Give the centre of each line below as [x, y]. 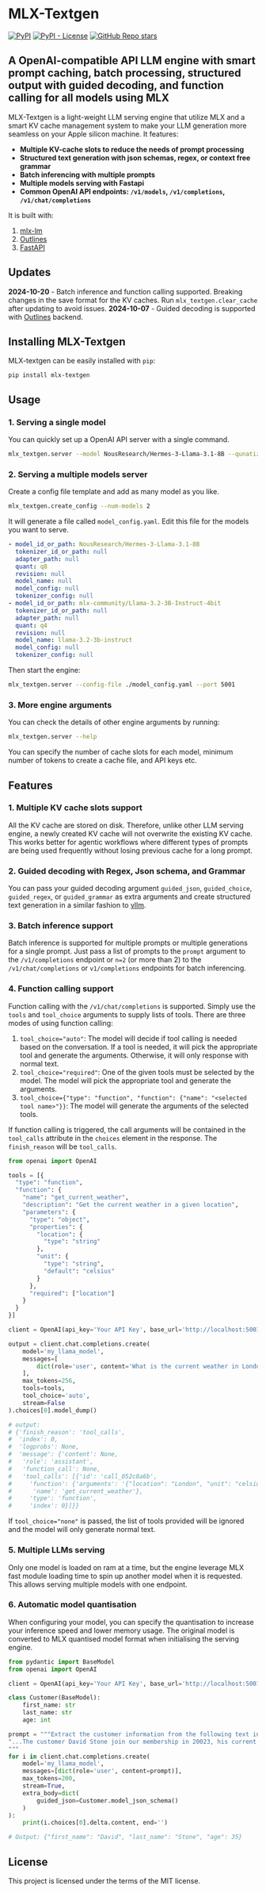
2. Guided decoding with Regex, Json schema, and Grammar [127, 871]
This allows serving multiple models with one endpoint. [98, 1584]
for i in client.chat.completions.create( [79, 1757]
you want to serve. [38, 530]
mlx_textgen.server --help [53, 737]
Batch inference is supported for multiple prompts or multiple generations [128, 943]
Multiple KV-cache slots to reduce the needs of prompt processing [132, 149]
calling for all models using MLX [89, 98]
